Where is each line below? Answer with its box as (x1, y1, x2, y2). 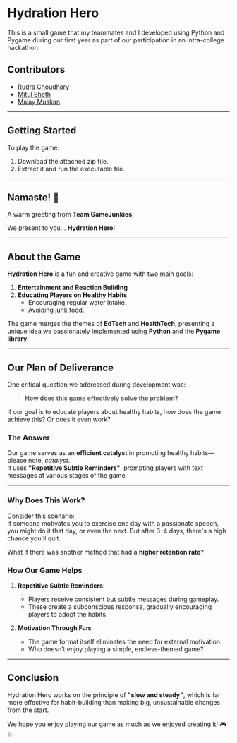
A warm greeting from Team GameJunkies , (7, 210, 134, 219)
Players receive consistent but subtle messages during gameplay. (28, 595, 219, 603)
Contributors (7, 64, 66, 75)
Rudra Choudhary (17, 83, 69, 91)
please (7, 457, 27, 465)
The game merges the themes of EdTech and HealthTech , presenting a (7, 320, 215, 328)
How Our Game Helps (7, 565, 83, 575)
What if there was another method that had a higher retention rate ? (7, 548, 205, 556)
